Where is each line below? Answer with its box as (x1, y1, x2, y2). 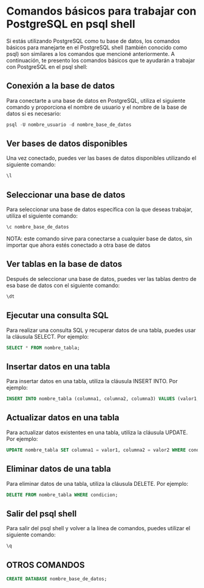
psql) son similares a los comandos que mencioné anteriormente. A (6, 50, 175, 57)
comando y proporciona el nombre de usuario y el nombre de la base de (6, 103, 187, 111)
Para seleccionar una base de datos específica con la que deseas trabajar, (6, 206, 193, 213)
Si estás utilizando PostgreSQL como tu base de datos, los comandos (6, 37, 180, 44)
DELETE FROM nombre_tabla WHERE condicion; (6, 491, 118, 498)
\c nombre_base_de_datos (6, 224, 69, 230)
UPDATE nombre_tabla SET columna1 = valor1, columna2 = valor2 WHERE (6, 447, 186, 453)
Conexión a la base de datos (6, 81, 115, 91)
